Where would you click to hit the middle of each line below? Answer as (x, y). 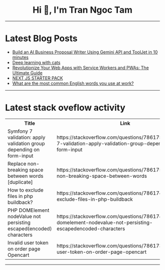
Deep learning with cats (36, 62)
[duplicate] (20, 182)
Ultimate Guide (27, 73)
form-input (20, 155)
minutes (20, 57)
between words (26, 176)
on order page (24, 248)
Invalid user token (28, 243)
